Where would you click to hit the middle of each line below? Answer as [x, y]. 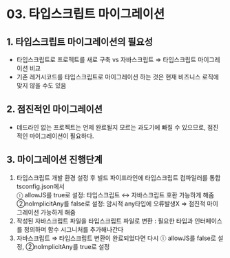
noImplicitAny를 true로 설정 [72, 246]
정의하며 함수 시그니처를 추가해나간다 [74, 229]
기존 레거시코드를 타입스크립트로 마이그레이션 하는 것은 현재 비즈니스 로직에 [118, 77]
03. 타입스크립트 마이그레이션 [86, 14]
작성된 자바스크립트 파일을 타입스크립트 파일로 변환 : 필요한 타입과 [105, 221]
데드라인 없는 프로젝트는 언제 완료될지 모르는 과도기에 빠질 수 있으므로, [111, 127]
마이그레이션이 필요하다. [62, 136]
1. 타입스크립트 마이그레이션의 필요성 [80, 42]
